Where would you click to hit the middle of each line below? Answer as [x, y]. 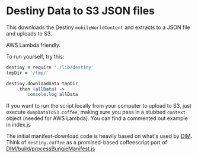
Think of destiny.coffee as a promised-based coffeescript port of [87, 143]
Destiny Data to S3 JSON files [81, 11]
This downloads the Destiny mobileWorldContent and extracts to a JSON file [98, 27]
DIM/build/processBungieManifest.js [51, 149]
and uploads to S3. [29, 33]
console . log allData [53, 95]
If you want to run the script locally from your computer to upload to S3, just [99, 106]
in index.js [19, 125]
